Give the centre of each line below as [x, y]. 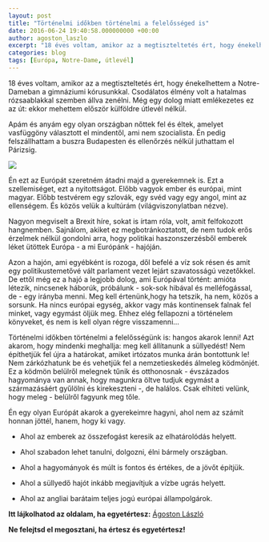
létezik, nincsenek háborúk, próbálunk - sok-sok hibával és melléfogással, [130, 287]
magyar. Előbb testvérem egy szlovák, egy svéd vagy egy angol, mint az [127, 197]
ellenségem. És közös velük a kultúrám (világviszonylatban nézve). [118, 206]
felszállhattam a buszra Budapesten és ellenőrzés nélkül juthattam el [121, 141]
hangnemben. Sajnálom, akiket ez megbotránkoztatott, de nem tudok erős [130, 230]
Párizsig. [23, 150]
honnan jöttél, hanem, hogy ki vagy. [67, 420]
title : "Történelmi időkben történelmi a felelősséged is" [109, 23]
